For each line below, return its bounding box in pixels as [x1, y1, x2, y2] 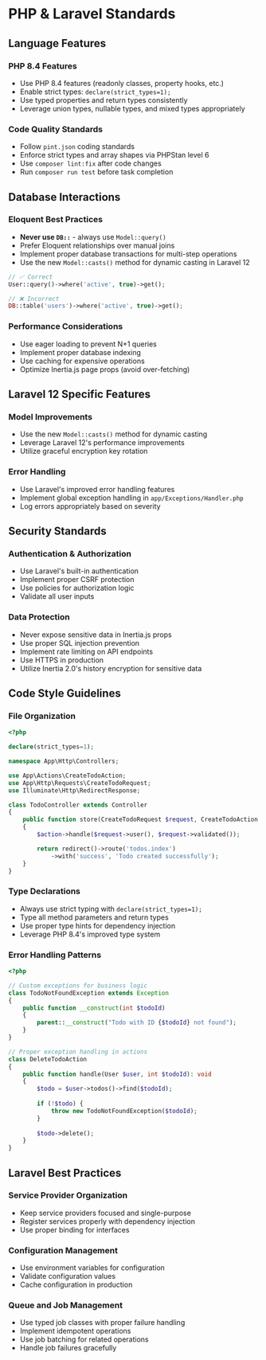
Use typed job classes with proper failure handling [19, 1318, 186, 1327]
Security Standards [8, 525, 108, 538]
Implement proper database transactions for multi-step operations [19, 248, 237, 259]
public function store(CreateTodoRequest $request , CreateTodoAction [22, 815, 259, 824]
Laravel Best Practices [8, 1166, 122, 1179]
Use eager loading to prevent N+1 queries [19, 339, 157, 349]
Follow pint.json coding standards [19, 142, 135, 151]
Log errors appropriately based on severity [19, 501, 161, 510]
